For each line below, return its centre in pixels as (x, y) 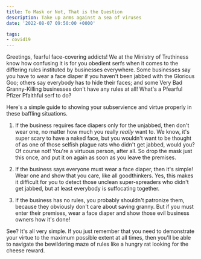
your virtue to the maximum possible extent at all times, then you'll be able (99, 238)
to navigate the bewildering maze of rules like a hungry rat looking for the (97, 244)
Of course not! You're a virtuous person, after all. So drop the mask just (104, 151)
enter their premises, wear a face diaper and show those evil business (102, 213)
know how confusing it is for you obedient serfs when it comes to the (92, 64)
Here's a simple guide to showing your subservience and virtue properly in (99, 107)
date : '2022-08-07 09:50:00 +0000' (51, 23)
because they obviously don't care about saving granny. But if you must (104, 207)
